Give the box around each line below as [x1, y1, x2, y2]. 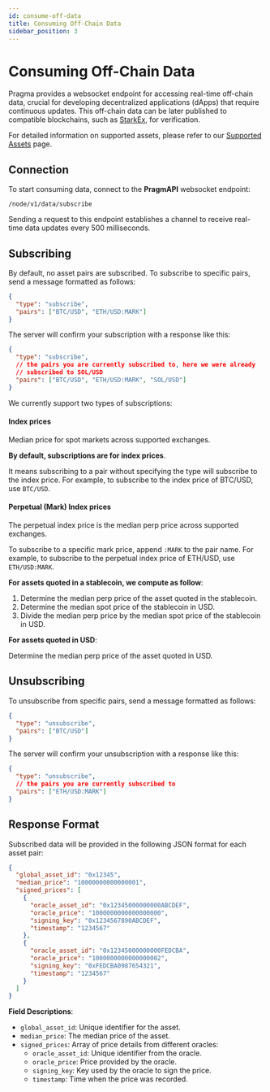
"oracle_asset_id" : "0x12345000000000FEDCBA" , [29, 946, 191, 955]
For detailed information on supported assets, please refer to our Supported [8, 131, 262, 141]
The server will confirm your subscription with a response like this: [8, 330, 231, 340]
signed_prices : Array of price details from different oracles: [19, 1040, 219, 1050]
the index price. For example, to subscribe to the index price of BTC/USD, [8, 475, 254, 485]
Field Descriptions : [8, 1007, 74, 1016]
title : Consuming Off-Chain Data [8, 20, 122, 28]
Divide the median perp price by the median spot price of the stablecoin [19, 611, 261, 620]
